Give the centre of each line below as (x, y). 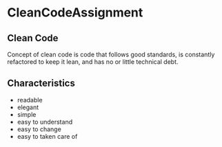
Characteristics (41, 83)
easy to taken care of (47, 136)
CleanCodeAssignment (75, 13)
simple (27, 114)
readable (30, 100)
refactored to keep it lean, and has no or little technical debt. (93, 62)
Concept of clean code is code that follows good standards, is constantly (111, 54)
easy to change (39, 129)
